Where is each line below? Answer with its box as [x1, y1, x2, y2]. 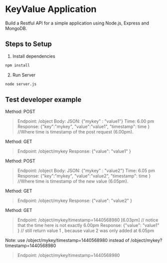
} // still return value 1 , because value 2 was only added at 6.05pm [17, 227, 155, 233]
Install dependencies [12, 53, 56, 59]
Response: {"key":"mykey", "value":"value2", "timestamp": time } [17, 173, 151, 179]
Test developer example [5, 95, 82, 103]
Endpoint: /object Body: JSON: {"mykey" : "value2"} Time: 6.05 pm [17, 167, 156, 173]
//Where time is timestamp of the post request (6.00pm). [17, 129, 134, 135]
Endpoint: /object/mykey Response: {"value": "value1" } [17, 148, 131, 154]
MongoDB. [5, 25, 27, 31]
